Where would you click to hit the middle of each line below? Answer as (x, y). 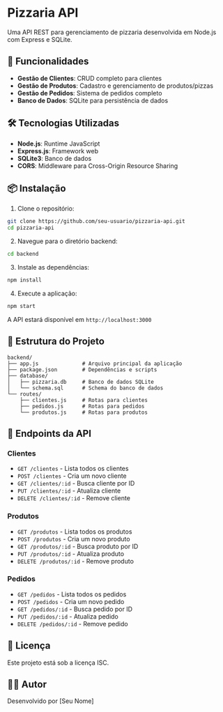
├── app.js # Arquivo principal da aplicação (95, 364)
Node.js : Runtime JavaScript (59, 144)
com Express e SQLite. (40, 39)
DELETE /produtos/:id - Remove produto (76, 561)
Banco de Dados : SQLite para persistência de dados (93, 100)
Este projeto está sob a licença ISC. (58, 663)
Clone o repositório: (46, 209)
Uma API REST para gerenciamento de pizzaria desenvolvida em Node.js (112, 32)
